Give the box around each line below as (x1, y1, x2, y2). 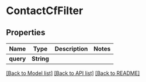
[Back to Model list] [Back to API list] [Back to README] (6, 70, 140, 77)
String (31, 54, 50, 63)
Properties (6, 28, 46, 37)
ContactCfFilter (6, 4, 84, 18)
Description (54, 45, 88, 53)
